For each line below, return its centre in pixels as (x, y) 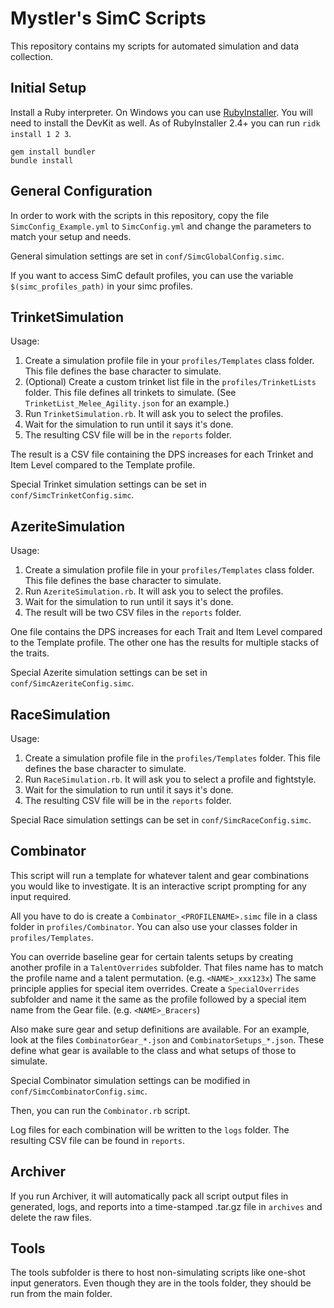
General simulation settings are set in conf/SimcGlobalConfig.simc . (147, 256)
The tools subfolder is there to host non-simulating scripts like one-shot (158, 1273)
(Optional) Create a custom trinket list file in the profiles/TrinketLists (170, 382)
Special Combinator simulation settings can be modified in (130, 1080)
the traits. (30, 653)
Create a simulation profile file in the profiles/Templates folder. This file (173, 758)
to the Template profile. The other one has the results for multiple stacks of (165, 643)
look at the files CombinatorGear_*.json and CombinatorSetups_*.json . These (167, 1039)
